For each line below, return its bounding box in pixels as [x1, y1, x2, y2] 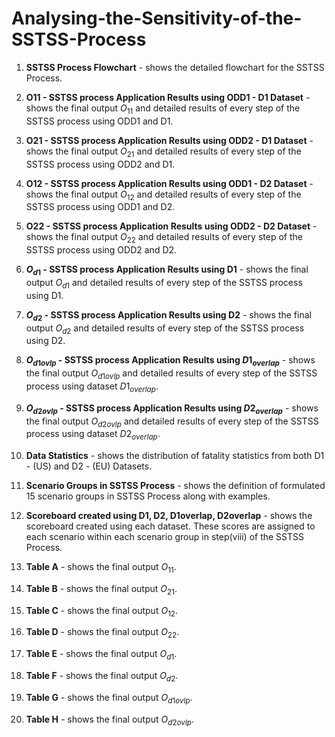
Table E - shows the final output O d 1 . [25, 648, 178, 662]
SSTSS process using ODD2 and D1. [25, 158, 176, 170]
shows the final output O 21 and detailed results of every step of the [25, 145, 302, 159]
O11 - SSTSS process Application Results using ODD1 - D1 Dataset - [25, 91, 311, 103]
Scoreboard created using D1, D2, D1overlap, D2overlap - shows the [25, 510, 313, 522]
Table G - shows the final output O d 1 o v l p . [25, 691, 193, 706]
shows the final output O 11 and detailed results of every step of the [25, 102, 301, 116]
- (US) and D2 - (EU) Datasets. [25, 460, 153, 472]
